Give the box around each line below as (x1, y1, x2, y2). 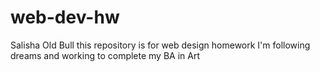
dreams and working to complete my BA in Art (10, 49, 201, 61)
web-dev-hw (10, 6, 120, 29)
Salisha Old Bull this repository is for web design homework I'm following (10, 39, 311, 51)
